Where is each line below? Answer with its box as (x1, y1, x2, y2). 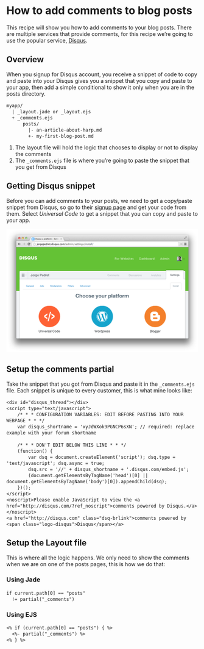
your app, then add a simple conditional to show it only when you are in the (6, 83, 195, 91)
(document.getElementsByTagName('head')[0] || (28, 472, 149, 478)
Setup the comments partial (6, 364, 114, 375)
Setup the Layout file (6, 537, 87, 548)
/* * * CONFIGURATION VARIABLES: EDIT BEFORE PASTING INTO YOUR (17, 411, 184, 417)
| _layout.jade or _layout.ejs (12, 108, 91, 115)
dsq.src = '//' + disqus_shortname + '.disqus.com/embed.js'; (28, 466, 189, 472)
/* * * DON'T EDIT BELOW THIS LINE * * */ (17, 442, 127, 448)
